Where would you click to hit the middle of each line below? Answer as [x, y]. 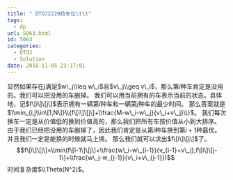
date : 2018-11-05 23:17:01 [46, 66]
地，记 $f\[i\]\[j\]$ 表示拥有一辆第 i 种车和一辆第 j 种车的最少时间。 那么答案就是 [116, 104]
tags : [15, 20]
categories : [24, 46]
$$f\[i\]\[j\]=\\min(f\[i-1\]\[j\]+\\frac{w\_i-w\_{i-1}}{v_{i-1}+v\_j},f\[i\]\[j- [117, 150]
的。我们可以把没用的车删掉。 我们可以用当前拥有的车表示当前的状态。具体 [115, 95]
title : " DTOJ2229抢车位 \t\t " [49, 14]
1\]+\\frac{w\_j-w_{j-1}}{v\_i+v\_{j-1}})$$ [117, 157]
